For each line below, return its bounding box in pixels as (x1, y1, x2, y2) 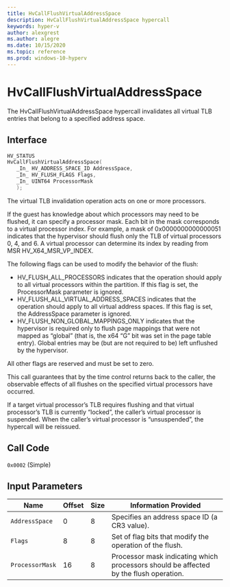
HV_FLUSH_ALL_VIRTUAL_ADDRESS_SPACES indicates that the (16, 295, 196, 303)
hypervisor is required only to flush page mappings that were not (16, 324, 201, 332)
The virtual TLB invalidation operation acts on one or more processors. (7, 196, 207, 205)
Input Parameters (7, 480, 83, 492)
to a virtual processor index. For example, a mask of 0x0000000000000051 (7, 225, 221, 233)
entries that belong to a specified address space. (7, 114, 146, 122)
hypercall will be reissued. (7, 422, 81, 430)
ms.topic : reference (7, 49, 66, 56)
